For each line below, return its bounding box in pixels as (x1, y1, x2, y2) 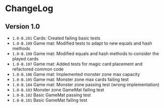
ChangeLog (5, 3, 53, 14)
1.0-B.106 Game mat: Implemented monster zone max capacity (12, 72, 141, 77)
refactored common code (12, 66, 64, 72)
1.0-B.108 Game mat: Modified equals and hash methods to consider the (12, 51, 159, 56)
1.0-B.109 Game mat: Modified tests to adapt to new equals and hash (12, 40, 153, 46)
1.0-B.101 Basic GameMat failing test (12, 97, 88, 103)
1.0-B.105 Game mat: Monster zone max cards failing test (12, 76, 129, 82)
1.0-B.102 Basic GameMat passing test (12, 92, 91, 98)
